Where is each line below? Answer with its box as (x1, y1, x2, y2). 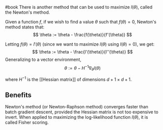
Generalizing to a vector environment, (5, 56, 81, 62)
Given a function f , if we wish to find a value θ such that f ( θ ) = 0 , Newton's (5, 19, 157, 25)
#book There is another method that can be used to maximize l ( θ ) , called (5, 4, 153, 10)
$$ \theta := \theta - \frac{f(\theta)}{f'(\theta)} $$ (32, 32, 133, 37)
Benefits (5, 91, 32, 99)
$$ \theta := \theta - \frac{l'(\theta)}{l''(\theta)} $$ (32, 49, 133, 54)
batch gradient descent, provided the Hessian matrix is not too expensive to (5, 109, 159, 115)
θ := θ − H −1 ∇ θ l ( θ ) (64, 64, 101, 72)
